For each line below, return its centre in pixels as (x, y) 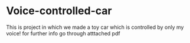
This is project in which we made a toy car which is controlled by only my (95, 27)
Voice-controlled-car (59, 11)
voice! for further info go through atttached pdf (63, 33)
